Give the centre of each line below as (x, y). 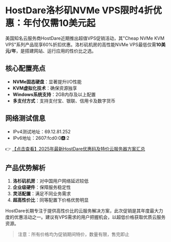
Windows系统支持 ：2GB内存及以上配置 (54, 94)
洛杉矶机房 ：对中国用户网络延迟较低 (51, 181)
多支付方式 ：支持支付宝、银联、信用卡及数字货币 (64, 101)
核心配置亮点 (25, 68)
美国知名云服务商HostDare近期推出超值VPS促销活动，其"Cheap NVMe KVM (85, 38)
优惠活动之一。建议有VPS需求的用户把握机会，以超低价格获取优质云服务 (90, 217)
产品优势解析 (25, 168)
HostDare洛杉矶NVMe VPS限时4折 (79, 10)
